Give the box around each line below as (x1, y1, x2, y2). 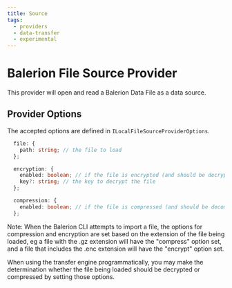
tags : (7, 17, 23, 23)
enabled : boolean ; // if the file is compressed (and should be (19, 203, 209, 211)
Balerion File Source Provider (7, 66, 177, 81)
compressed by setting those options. (7, 272, 115, 280)
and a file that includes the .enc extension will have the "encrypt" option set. (7, 244, 224, 253)
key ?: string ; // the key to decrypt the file (19, 178, 156, 185)
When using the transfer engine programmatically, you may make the (7, 258, 204, 266)
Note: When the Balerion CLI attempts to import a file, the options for (7, 222, 203, 231)
